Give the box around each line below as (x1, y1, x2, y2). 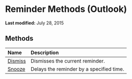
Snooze (7, 66, 26, 73)
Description (30, 49, 59, 56)
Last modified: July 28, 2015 (5, 20, 64, 26)
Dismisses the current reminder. (30, 57, 105, 64)
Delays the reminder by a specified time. (30, 66, 125, 73)
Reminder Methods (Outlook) (5, 3, 127, 15)
